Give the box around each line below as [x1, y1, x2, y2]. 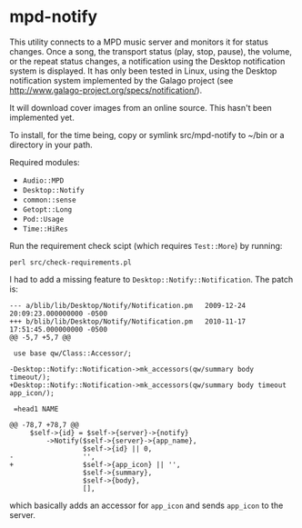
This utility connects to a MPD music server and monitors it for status [9, 36, 268, 47]
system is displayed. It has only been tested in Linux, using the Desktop [9, 65, 277, 76]
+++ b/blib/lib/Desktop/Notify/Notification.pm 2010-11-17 [9, 316, 247, 326]
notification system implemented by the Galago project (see [9, 75, 234, 85]
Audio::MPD [22, 175, 65, 185]
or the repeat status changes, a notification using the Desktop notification [9, 55, 286, 66]
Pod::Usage [22, 214, 65, 224]
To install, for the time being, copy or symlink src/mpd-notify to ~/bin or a [9, 129, 285, 140]
